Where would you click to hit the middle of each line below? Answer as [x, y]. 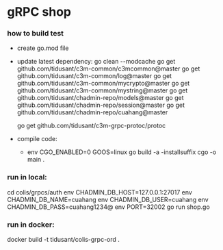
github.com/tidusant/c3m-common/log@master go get [94, 76]
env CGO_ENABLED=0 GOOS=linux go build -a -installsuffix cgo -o [122, 152]
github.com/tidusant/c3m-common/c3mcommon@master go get [108, 68]
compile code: [37, 139]
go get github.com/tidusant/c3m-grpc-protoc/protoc [91, 126]
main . [36, 160]
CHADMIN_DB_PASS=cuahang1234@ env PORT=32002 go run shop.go [108, 207]
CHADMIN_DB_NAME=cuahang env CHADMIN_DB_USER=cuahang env [108, 199]
